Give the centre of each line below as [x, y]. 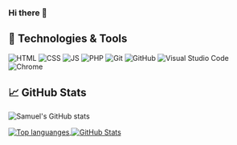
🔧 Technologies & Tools [68, 39]
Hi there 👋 [28, 13]
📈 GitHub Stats [47, 93]
